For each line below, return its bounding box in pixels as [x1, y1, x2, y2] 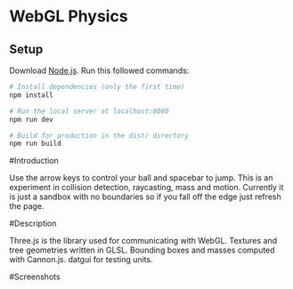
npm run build [9, 140, 62, 149]
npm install [9, 91, 53, 100]
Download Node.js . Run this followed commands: [9, 65, 190, 76]
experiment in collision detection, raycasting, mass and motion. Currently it [9, 182, 284, 193]
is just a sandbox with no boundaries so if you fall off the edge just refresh [9, 191, 282, 202]
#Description [9, 218, 57, 229]
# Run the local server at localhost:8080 [9, 107, 169, 116]
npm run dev [9, 115, 53, 124]
